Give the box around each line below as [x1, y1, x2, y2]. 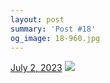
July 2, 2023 [10, 62, 63, 74]
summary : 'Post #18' [10, 24, 97, 34]
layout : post [10, 14, 65, 25]
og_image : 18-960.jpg [10, 33, 101, 43]
